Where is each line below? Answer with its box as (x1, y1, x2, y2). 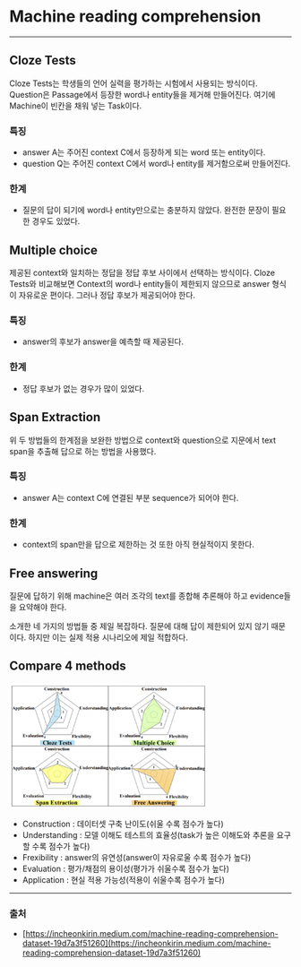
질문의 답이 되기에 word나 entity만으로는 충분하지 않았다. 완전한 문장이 (21, 204, 271, 216)
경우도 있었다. (31, 216, 81, 227)
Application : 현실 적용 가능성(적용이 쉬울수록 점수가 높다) (21, 875, 226, 885)
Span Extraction (9, 410, 101, 425)
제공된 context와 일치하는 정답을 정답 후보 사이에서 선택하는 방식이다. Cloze (9, 267, 276, 279)
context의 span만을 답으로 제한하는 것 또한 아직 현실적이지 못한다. (21, 540, 255, 550)
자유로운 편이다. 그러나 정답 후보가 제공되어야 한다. (18, 289, 195, 301)
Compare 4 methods (9, 659, 127, 674)
